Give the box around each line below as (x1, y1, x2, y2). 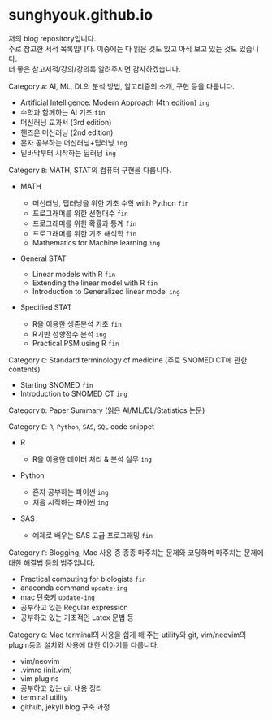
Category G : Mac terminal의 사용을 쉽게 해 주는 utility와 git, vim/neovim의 (8, 630, 247, 640)
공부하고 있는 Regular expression (19, 602, 128, 612)
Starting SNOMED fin (19, 380, 93, 389)
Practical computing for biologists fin (19, 574, 146, 583)
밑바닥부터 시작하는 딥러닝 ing (19, 148, 116, 158)
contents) (8, 364, 41, 374)
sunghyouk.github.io (8, 6, 153, 24)
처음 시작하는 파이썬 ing (32, 497, 109, 507)
